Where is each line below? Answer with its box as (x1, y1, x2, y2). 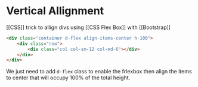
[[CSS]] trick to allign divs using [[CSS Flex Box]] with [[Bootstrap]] (6, 24, 171, 31)
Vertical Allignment (6, 4, 104, 18)
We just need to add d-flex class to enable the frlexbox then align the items (6, 68, 192, 75)
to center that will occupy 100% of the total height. (6, 74, 131, 81)
